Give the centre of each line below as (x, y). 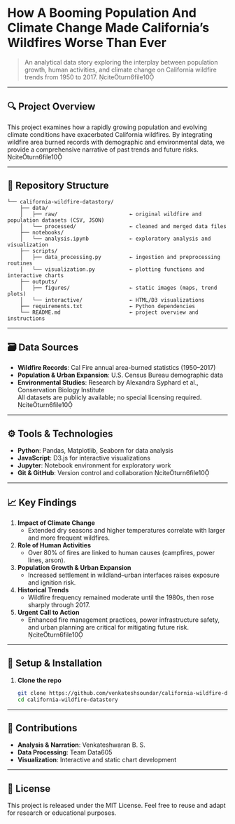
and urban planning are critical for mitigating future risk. (108, 627)
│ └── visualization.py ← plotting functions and (112, 269)
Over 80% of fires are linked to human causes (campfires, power (121, 553)
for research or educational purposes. (62, 813)
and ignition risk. (52, 583)
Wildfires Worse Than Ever (87, 43)
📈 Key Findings (42, 502)
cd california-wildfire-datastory (67, 700)
